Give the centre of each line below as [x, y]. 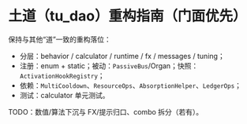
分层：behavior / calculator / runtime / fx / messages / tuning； [122, 56]
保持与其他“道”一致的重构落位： [60, 39]
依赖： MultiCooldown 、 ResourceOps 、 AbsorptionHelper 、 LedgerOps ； [131, 85]
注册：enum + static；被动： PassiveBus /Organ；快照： [109, 66]
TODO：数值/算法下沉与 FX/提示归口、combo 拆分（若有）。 [106, 111]
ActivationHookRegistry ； [62, 75]
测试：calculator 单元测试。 [64, 95]
